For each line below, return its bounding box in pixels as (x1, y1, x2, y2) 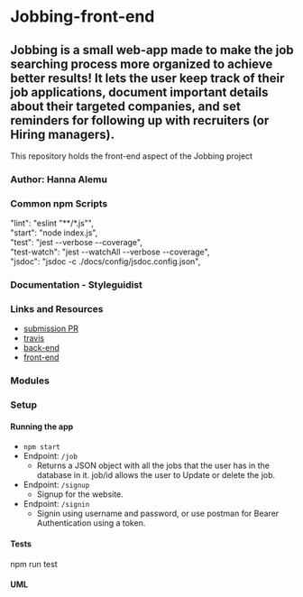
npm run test (10, 558, 58, 569)
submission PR (23, 323, 79, 335)
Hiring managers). (10, 126, 115, 142)
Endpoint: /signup (23, 480, 90, 491)
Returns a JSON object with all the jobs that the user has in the (36, 460, 270, 471)
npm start (23, 443, 61, 452)
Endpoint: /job (23, 451, 78, 462)
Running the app (10, 421, 74, 432)
